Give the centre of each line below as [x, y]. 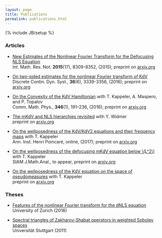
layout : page [19, 10]
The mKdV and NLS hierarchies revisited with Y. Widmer [69, 116]
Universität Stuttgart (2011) [40, 230]
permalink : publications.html [36, 19]
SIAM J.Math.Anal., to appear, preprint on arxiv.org [64, 162]
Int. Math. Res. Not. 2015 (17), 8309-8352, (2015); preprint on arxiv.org [84, 67]
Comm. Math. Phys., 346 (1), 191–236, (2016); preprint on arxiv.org [79, 107]
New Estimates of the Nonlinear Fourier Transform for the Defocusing [83, 56]
